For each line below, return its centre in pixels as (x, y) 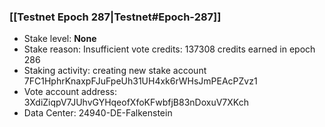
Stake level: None (60, 39)
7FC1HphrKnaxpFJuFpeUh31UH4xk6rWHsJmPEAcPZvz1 (140, 81)
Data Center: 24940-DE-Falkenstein (98, 113)
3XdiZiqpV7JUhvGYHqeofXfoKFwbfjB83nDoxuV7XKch (136, 102)
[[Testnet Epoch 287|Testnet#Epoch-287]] (115, 17)
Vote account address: (70, 92)
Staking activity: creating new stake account (115, 71)
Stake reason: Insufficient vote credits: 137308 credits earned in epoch (169, 49)
